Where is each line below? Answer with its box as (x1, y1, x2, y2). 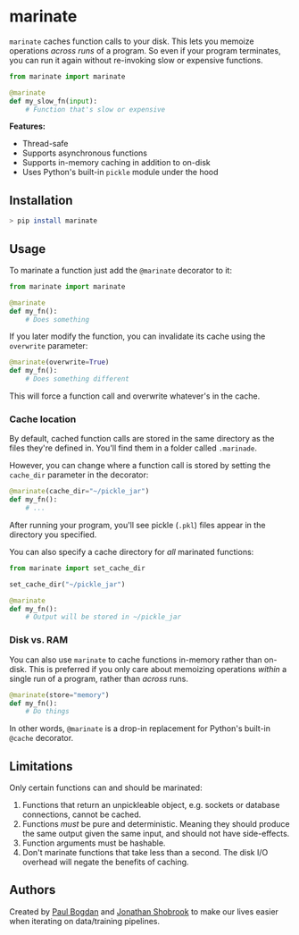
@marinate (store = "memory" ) (9, 690, 110, 699)
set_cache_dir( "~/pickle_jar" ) (9, 579, 126, 589)
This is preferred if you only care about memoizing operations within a (29, 663, 287, 674)
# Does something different (25, 375, 129, 383)
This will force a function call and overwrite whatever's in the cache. (9, 391, 261, 401)
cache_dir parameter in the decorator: (9, 469, 149, 480)
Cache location (9, 413, 77, 425)
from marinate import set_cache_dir (9, 563, 145, 573)
